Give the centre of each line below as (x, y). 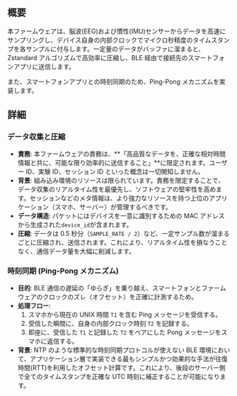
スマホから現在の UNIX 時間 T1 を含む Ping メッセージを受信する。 (125, 315)
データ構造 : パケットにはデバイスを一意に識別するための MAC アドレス (121, 215)
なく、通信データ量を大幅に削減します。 (76, 251)
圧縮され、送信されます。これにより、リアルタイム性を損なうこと (132, 242)
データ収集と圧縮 (36, 137)
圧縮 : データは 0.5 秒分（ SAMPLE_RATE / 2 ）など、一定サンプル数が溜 (117, 233)
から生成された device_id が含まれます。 (75, 225)
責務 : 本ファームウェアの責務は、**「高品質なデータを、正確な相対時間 (122, 154)
